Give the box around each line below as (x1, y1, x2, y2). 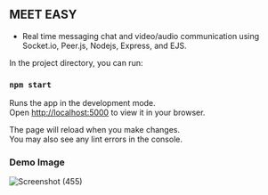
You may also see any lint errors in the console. (9, 134, 183, 145)
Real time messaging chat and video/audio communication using (21, 30, 260, 41)
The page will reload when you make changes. (9, 125, 181, 135)
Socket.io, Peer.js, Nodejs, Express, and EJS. (21, 40, 187, 51)
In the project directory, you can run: (9, 57, 143, 68)
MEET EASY (9, 7, 77, 22)
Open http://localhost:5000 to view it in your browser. (9, 107, 206, 118)
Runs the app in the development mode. (9, 98, 156, 109)
